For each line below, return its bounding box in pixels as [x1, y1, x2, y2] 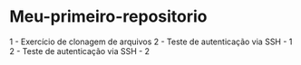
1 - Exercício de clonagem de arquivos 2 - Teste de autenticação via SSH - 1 [9, 36, 293, 47]
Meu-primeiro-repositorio [9, 6, 208, 27]
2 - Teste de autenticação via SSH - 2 [9, 45, 150, 56]
